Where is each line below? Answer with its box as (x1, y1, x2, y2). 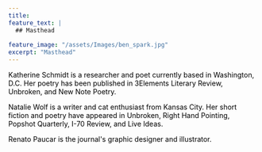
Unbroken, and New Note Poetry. (8, 87, 117, 96)
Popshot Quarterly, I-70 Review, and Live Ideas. (8, 120, 164, 128)
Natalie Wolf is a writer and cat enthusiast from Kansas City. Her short (8, 102, 237, 112)
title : (8, 11, 30, 20)
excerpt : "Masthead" (8, 48, 77, 56)
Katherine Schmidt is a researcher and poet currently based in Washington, (8, 70, 255, 79)
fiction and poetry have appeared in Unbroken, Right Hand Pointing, (8, 111, 230, 120)
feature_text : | (8, 19, 62, 27)
